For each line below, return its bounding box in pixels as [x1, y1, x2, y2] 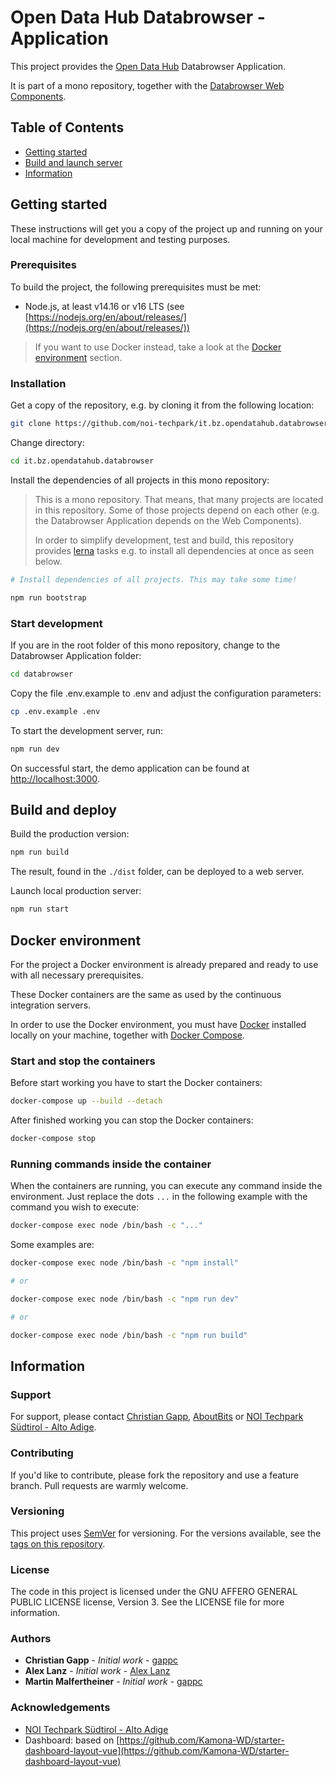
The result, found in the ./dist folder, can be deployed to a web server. [10, 866, 305, 878]
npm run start [10, 904, 70, 915]
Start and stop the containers [10, 1054, 156, 1068]
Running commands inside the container [10, 1157, 212, 1171]
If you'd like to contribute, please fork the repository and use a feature [10, 1469, 300, 1481]
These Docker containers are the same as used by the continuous [10, 988, 282, 1000]
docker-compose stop [10, 1134, 97, 1144]
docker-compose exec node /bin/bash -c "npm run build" [10, 1330, 248, 1340]
